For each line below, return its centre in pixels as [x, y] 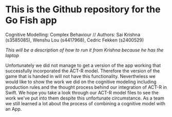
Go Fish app [31, 20]
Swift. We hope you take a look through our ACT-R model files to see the [82, 92]
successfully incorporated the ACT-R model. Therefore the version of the [83, 71]
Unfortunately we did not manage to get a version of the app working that [83, 65]
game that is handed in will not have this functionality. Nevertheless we [80, 76]
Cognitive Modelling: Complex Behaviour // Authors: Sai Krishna [73, 34]
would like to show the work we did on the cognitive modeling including [81, 82]
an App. [14, 109]
